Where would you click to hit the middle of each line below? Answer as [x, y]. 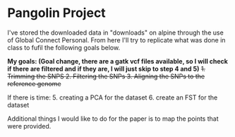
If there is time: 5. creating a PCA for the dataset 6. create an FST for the [113, 97]
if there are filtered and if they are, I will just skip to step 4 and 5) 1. [107, 68]
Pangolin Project [56, 13]
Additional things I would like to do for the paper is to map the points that [113, 119]
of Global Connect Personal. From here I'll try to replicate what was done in [116, 40]
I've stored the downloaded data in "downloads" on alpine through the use [115, 32]
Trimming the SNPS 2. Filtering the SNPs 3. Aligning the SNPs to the [106, 76]
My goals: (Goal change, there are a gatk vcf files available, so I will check [117, 61]
